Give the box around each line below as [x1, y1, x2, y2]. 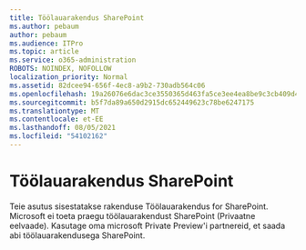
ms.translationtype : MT [9, 106, 100, 115]
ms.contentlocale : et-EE [9, 115, 104, 124]
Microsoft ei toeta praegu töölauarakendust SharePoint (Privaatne [9, 210, 256, 221]
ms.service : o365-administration [9, 55, 137, 65]
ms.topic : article [9, 47, 79, 56]
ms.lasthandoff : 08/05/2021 [9, 124, 117, 133]
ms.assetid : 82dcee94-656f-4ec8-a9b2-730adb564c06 [9, 81, 206, 90]
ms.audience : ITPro [9, 38, 84, 48]
